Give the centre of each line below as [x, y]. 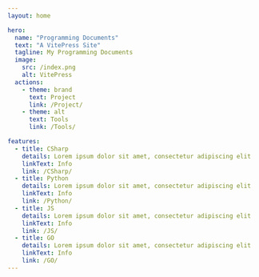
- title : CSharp [42, 149]
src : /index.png [49, 68]
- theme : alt [44, 112]
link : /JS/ [40, 231]
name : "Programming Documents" [67, 38]
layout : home [29, 16]
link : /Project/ [56, 105]
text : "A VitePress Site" [58, 45]
